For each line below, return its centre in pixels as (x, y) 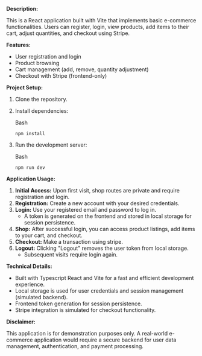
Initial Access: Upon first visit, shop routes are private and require (97, 190)
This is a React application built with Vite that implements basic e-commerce (101, 20)
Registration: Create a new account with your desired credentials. (97, 203)
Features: (19, 45)
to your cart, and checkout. (49, 235)
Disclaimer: (21, 322)
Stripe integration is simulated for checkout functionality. (85, 310)
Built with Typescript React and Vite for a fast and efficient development (104, 278)
